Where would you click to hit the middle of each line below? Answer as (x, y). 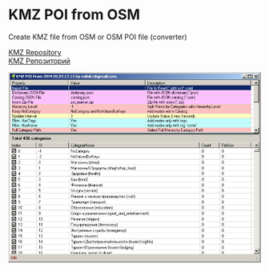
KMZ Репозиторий (39, 61)
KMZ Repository (35, 52)
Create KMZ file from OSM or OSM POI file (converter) (98, 37)
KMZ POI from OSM (74, 15)
